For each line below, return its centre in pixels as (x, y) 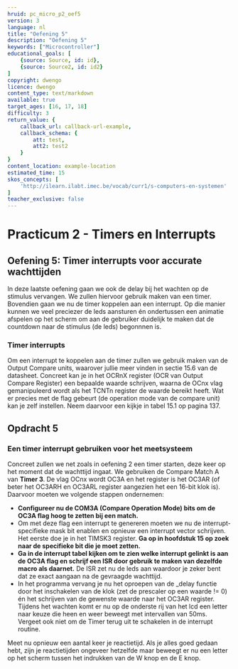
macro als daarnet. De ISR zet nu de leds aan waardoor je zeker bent (119, 569)
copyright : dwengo (34, 80)
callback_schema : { (49, 133)
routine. (29, 629)
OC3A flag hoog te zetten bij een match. (78, 516)
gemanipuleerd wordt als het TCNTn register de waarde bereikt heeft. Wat (115, 391)
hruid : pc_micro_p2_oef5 (44, 14)
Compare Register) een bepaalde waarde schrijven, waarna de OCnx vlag (115, 383)
